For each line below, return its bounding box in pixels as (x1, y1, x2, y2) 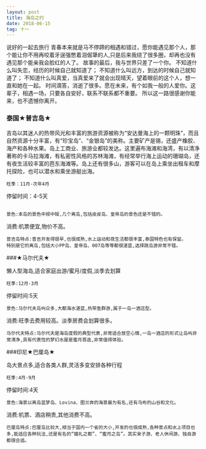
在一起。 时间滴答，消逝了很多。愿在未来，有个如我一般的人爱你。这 (22, 82, 196, 89)
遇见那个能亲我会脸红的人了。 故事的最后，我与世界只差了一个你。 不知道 (6, 59, 192, 66)
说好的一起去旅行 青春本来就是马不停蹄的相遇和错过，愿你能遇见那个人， (6, 43, 191, 51)
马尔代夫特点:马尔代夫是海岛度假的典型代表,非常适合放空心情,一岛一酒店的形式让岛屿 (6, 330, 193, 336)
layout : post (6, 9, 40, 15)
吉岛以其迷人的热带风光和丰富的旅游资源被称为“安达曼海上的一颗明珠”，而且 (6, 129, 199, 137)
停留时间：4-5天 (6, 192, 48, 200)
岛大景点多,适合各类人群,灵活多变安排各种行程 (6, 361, 123, 368)
